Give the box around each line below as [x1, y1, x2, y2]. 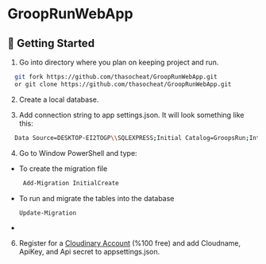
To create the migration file [18, 164, 108, 173]
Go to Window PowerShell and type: [18, 148, 137, 157]
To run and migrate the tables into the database [18, 193, 175, 203]
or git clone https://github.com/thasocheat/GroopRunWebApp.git [14, 80, 232, 88]
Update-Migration [18, 208, 77, 217]
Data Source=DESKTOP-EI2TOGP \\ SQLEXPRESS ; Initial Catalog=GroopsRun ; [14, 134, 249, 142]
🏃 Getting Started [7, 37, 95, 50]
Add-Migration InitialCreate [22, 179, 120, 187]
